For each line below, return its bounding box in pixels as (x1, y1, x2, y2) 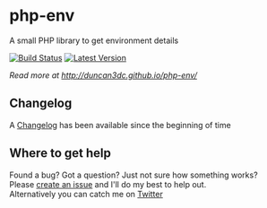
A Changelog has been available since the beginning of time (9, 119, 231, 130)
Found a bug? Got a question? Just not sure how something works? (9, 169, 258, 180)
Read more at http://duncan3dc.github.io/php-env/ (9, 69, 197, 81)
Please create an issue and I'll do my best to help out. (9, 178, 207, 189)
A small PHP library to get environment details (9, 35, 179, 46)
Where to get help (9, 145, 112, 161)
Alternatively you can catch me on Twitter (9, 188, 163, 199)
